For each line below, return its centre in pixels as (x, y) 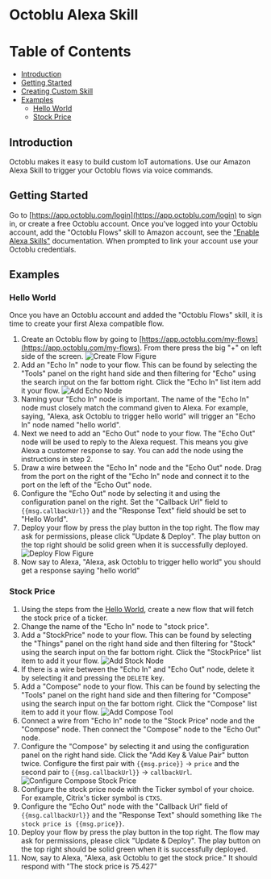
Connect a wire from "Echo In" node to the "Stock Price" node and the (138, 720)
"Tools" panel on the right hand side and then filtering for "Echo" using (138, 373)
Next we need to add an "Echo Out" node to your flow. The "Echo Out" (138, 434)
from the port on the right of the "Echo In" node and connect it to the (135, 477)
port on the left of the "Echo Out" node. (86, 485)
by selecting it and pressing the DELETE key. (92, 677)
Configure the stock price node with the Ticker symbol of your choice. (138, 789)
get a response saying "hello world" (80, 571)
